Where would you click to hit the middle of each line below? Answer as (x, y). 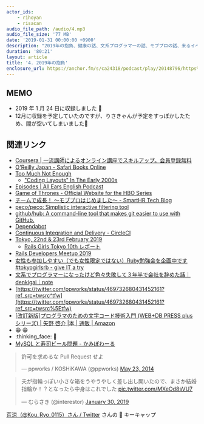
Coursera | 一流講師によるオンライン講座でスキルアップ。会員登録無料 (104, 160)
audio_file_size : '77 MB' (39, 35)
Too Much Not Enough (43, 173)
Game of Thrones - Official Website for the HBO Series (83, 193)
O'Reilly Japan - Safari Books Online (60, 167)
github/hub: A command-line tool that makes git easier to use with (98, 214)
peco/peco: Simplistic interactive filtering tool (72, 207)
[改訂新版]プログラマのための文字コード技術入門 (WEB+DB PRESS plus (104, 316)
